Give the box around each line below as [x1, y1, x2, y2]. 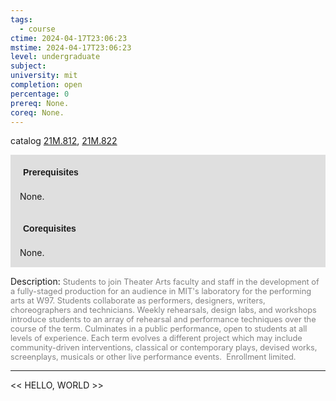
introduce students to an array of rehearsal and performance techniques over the [10, 314, 317, 325]
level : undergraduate [10, 52, 101, 62]
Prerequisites [23, 167, 79, 178]
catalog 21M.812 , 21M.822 [10, 135, 118, 147]
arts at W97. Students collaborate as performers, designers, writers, [10, 296, 266, 306]
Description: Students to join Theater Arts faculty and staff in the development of [10, 276, 320, 288]
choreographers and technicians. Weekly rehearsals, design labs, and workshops [10, 305, 317, 316]
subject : [10, 61, 47, 71]
